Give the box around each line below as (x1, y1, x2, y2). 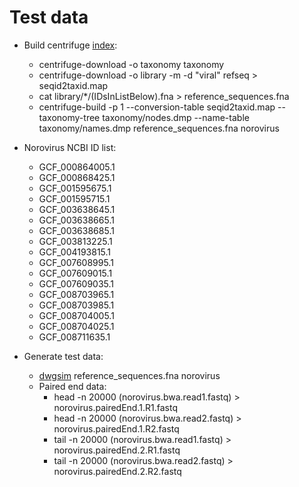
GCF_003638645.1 (38, 203, 116, 215)
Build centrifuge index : (23, 39, 118, 51)
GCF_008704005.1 (38, 309, 115, 321)
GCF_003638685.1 (38, 224, 115, 236)
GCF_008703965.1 (38, 288, 115, 300)
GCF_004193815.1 (38, 246, 112, 258)
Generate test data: (23, 350, 104, 362)
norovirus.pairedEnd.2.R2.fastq (53, 465, 182, 477)
